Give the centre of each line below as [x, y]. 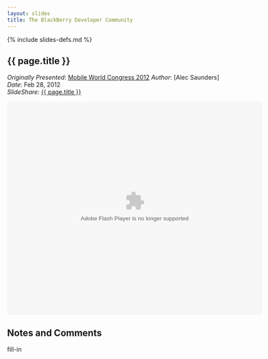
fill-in [14, 349]
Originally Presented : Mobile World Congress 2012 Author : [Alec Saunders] [113, 78]
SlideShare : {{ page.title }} [44, 92]
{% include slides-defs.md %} [50, 39]
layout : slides [29, 13]
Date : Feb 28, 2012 [34, 85]
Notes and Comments [54, 333]
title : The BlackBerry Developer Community [70, 20]
